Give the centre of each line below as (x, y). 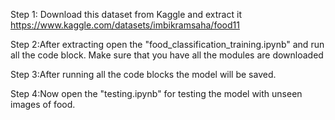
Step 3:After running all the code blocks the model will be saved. (143, 74)
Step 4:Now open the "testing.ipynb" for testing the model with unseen (156, 93)
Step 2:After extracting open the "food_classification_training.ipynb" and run (167, 44)
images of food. (43, 104)
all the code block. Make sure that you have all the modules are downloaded (167, 55)
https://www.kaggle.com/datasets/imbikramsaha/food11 (125, 25)
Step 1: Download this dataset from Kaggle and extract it (126, 14)
